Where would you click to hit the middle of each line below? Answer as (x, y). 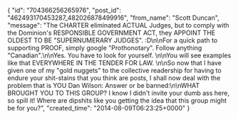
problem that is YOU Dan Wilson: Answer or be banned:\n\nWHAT (104, 85)
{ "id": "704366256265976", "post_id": (64, 10)
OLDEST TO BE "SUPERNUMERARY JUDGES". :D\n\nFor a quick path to (113, 40)
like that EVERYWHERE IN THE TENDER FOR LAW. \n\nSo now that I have (115, 63)
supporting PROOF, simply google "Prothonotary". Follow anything (105, 48)
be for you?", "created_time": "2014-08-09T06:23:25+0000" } (99, 108)
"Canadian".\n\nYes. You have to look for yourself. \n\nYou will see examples (119, 55)
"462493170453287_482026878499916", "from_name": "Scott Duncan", (113, 18)
